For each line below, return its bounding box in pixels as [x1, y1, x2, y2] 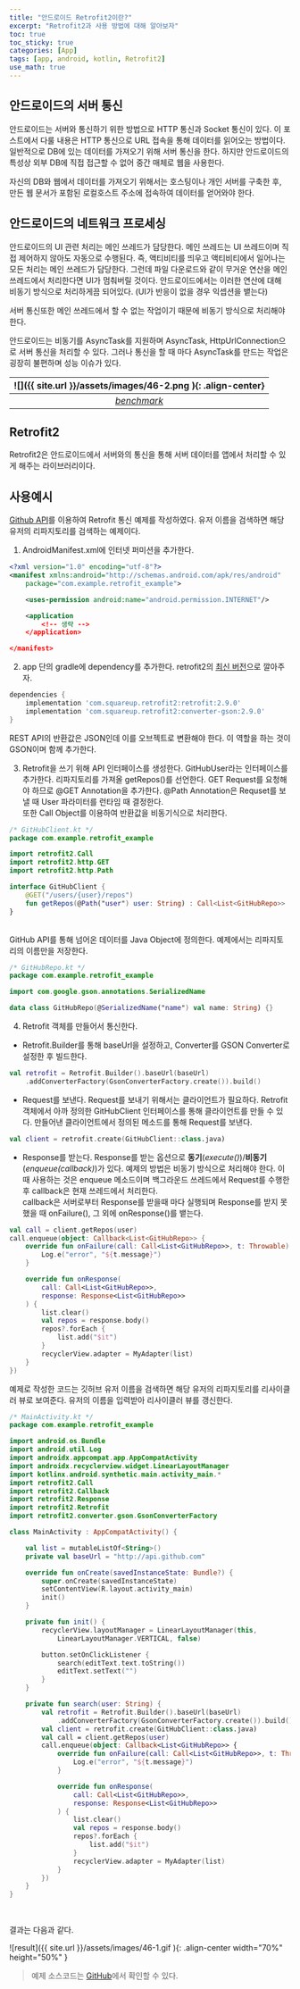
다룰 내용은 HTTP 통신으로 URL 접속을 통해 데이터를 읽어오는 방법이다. [39, 135, 286, 146]
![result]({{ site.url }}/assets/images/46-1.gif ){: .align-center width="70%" [9, 1943, 283, 1953]
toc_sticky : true [9, 38, 74, 47]
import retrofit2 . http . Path [9, 866, 114, 875]
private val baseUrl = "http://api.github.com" [25, 1551, 205, 1561]
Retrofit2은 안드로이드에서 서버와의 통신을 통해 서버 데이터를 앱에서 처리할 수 [9, 449, 277, 460]
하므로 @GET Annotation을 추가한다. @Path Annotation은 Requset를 [31, 785, 278, 796]
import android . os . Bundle [9, 1437, 105, 1446]
